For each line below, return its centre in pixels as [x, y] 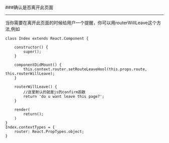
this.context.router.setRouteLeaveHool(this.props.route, [85, 69]
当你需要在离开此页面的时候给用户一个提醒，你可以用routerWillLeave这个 [81, 23]
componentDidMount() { [38, 65]
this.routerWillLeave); [30, 74]
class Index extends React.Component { [47, 39]
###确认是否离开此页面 [29, 7]
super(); [32, 52]
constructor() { [31, 47]
